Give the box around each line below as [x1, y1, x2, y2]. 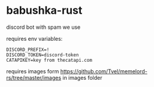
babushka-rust [6, 4, 83, 17]
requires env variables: [6, 35, 63, 42]
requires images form [6, 67, 59, 75]
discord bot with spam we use [6, 23, 81, 31]
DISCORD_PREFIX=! [6, 46, 50, 53]
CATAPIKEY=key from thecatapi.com [6, 57, 93, 63]
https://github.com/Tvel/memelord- [60, 67, 148, 75]
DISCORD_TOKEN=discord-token [6, 52, 79, 58]
